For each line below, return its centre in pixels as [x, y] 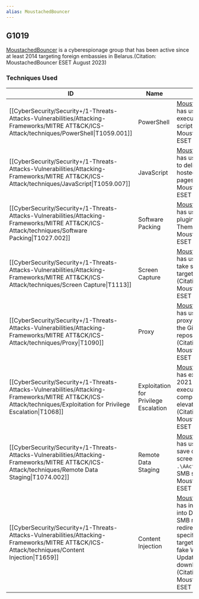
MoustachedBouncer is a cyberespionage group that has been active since [98, 50]
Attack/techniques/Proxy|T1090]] [57, 342]
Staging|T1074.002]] [39, 477]
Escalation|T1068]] [36, 412]
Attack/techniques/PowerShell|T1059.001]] [71, 133]
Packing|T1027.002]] [40, 238]
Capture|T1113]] [107, 285]
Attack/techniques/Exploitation [52, 404]
